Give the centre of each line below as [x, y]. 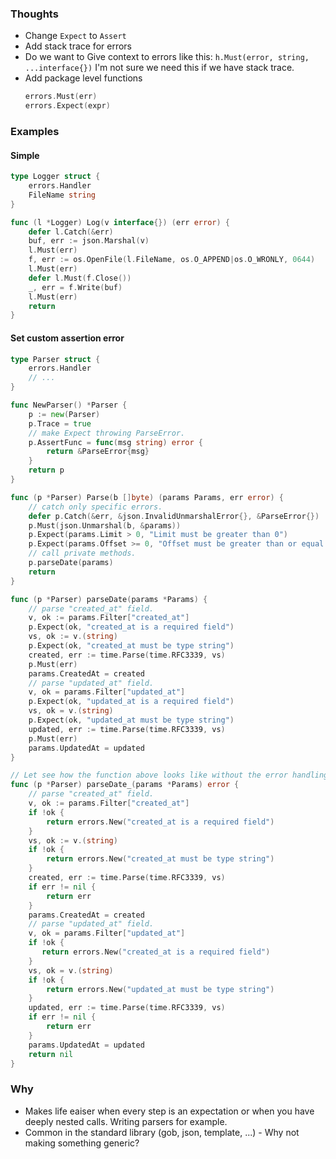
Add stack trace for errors [78, 46]
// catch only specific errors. [95, 507]
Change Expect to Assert [75, 36]
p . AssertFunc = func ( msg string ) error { [115, 442]
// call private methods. [82, 553]
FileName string [62, 195]
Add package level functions [83, 78]
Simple [25, 155]
